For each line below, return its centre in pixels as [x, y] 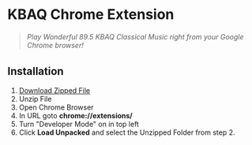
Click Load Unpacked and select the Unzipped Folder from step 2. [127, 132]
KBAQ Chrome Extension [91, 15]
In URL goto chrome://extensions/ [76, 115]
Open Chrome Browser [56, 107]
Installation [36, 71]
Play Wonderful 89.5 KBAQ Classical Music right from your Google [135, 36]
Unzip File [35, 99]
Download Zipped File [55, 90]
